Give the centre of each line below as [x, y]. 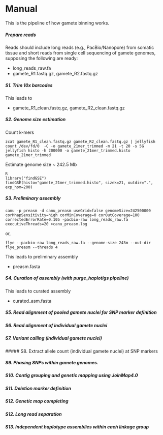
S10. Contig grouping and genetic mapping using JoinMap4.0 [72, 375]
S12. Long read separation [34, 414]
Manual [22, 9]
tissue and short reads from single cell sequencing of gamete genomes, [80, 53]
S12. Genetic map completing [37, 401]
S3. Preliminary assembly [33, 198]
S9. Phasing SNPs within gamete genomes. [52, 363]
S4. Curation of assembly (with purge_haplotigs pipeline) [67, 278]
